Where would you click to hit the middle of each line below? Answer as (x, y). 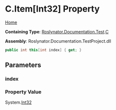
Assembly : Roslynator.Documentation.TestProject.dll (58, 41)
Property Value (23, 92)
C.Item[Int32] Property (52, 9)
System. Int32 (18, 102)
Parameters (23, 65)
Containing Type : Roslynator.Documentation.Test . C (57, 31)
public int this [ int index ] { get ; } (43, 50)
